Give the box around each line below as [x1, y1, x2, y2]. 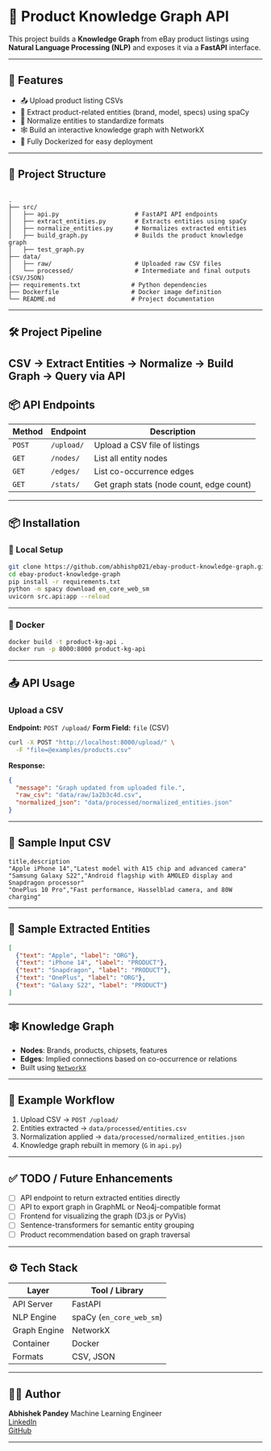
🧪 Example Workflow [8, 1094, 115, 1108]
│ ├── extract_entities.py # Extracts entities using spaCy [8, 217, 248, 225]
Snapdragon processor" [8, 878, 85, 887]
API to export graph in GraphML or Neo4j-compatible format [19, 1202, 221, 1212]
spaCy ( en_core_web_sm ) [72, 1312, 163, 1323]
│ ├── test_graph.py [8, 246, 85, 254]
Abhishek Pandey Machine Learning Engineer [8, 1409, 163, 1419]
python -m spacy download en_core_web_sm [8, 585, 150, 593]
